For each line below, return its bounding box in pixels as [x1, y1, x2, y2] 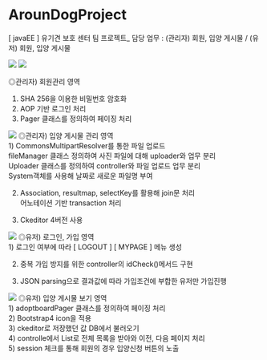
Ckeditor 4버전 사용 [19, 215, 83, 224]
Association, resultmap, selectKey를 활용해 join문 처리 [19, 188, 195, 197]
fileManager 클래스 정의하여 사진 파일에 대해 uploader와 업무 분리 [8, 151, 216, 160]
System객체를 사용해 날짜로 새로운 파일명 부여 [8, 171, 153, 180]
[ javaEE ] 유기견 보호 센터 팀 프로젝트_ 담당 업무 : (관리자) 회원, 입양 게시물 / [8, 33, 249, 42]
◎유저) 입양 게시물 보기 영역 [18, 293, 107, 302]
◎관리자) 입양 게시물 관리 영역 [18, 131, 114, 140]
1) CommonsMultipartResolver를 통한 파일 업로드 [8, 140, 166, 150]
